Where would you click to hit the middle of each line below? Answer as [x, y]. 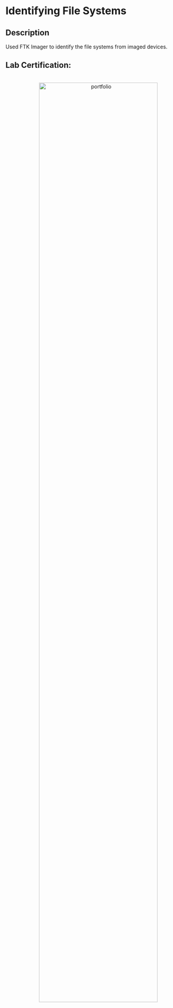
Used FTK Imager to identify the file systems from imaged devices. [86, 47]
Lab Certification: [38, 65]
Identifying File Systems [66, 11]
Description [27, 33]
